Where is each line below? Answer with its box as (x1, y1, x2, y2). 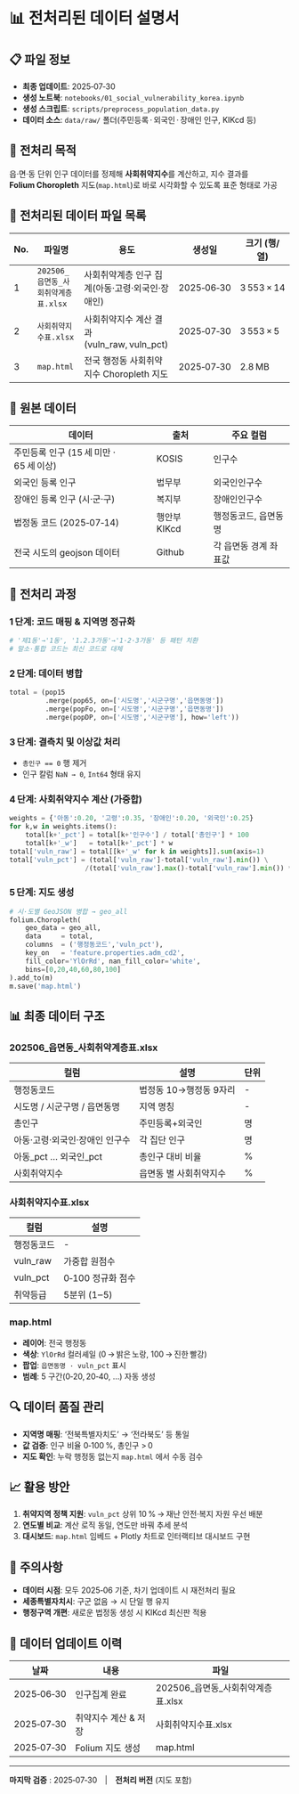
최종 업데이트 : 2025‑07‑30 (21, 81, 116, 92)
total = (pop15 (9, 688, 66, 697)
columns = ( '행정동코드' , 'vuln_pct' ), (25, 941, 164, 950)
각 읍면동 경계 (213, 540, 268, 552)
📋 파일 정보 (9, 52, 71, 67)
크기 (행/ (245, 237, 280, 249)
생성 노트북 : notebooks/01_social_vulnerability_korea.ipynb (21, 93, 245, 102)
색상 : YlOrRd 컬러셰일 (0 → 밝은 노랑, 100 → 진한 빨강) (21, 1349, 207, 1359)
